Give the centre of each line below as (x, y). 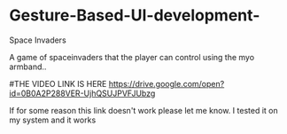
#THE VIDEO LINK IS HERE (58, 83)
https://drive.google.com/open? (167, 83)
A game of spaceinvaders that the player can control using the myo (132, 57)
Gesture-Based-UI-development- (135, 16)
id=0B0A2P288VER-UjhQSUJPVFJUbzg (82, 93)
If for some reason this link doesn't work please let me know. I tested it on (143, 110)
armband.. (28, 67)
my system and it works (53, 120)
